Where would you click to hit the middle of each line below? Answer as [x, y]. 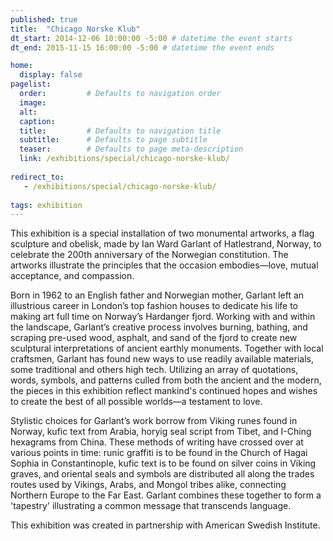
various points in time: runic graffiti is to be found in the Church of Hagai [159, 453]
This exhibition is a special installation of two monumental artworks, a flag [162, 233]
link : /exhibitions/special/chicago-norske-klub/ [124, 159]
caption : [37, 121]
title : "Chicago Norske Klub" [75, 29]
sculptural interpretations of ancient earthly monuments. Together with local [167, 348]
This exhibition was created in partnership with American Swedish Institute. [165, 525]
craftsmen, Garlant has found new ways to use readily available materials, [162, 359]
